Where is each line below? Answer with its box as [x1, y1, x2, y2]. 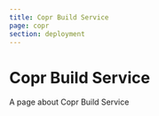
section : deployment [9, 29, 86, 38]
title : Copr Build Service [9, 12, 109, 22]
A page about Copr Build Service [9, 97, 130, 107]
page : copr [9, 21, 50, 30]
